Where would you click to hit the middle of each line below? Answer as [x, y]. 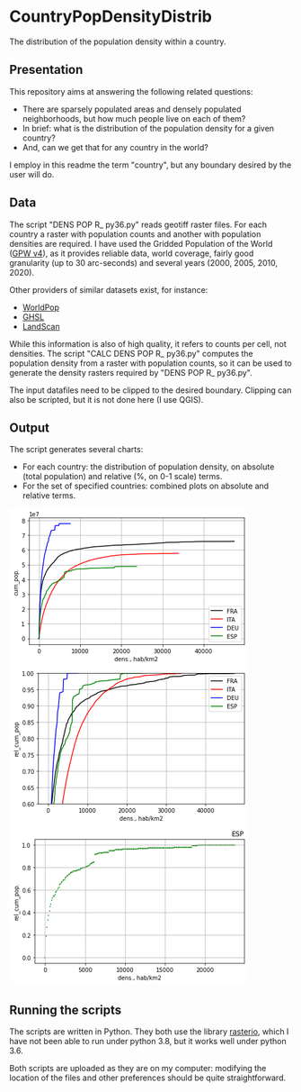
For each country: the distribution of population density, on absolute [148, 467]
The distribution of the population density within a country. [118, 41]
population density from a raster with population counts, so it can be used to [150, 363]
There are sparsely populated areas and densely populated [132, 109]
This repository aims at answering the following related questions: [131, 91]
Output [29, 428]
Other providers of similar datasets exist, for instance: [109, 289]
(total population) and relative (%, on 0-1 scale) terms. [122, 477]
